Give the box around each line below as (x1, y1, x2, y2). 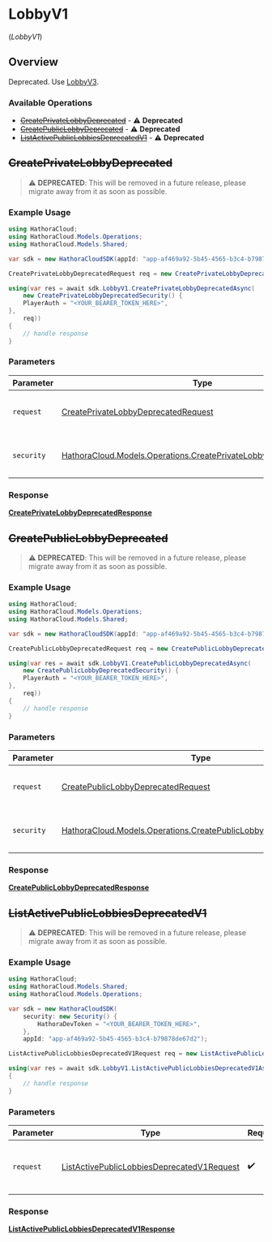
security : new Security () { (23, 1012, 117, 1020)
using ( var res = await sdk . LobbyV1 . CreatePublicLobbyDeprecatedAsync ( (8, 659, 252, 667)
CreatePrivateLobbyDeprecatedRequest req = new (8, 270, 172, 278)
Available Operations (8, 97, 93, 108)
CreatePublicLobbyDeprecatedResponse (8, 882, 150, 893)
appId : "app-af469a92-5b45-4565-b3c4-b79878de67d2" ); (23, 1035, 208, 1043)
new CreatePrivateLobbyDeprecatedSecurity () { (23, 291, 183, 300)
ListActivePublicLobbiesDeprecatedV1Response (8, 1224, 176, 1234)
